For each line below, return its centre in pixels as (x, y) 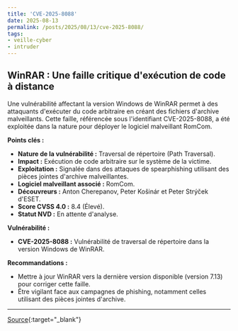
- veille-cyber (30, 40)
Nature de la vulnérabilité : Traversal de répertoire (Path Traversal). (117, 154)
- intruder (23, 47)
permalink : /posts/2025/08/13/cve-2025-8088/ (75, 27)
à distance (31, 87)
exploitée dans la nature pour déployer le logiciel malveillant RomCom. (110, 126)
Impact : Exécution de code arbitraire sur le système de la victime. (114, 161)
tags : (15, 34)
